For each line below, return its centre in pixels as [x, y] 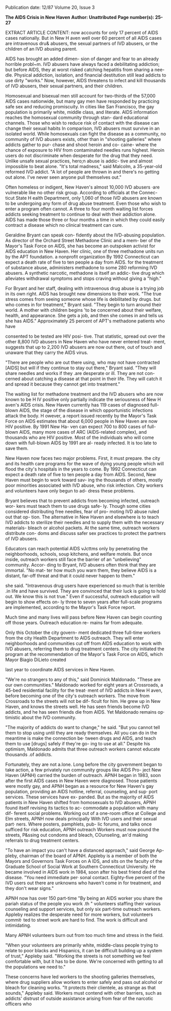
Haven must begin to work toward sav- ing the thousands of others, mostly [84, 480]
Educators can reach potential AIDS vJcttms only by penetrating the [77, 548]
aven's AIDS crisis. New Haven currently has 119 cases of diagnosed [77, 405]
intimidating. [18, 925]
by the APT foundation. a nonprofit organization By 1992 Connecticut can [82, 257]
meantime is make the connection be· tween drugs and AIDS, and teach [81, 738]
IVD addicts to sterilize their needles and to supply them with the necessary [85, 522]
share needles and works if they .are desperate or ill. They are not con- [80, 373]
